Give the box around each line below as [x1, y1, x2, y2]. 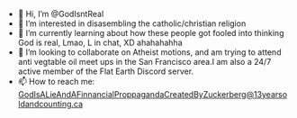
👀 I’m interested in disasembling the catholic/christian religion [17, 18, 247, 29]
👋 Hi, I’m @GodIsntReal [17, 9, 104, 19]
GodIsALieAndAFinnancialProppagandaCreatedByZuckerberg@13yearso [17, 89, 288, 99]
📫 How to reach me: [17, 77, 95, 86]
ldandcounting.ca [17, 99, 84, 109]
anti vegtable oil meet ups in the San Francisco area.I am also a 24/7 [17, 57, 272, 67]
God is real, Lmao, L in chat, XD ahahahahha [17, 37, 183, 48]
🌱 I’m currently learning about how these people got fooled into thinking [17, 28, 284, 38]
